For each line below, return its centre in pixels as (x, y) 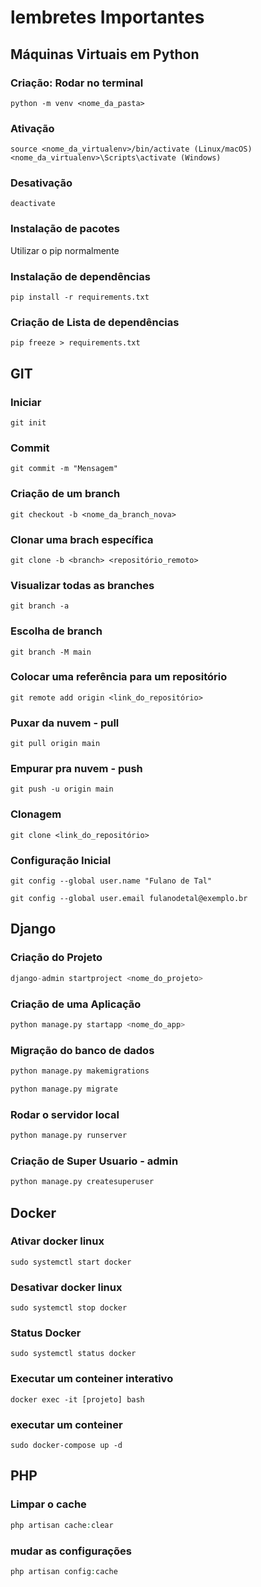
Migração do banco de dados (82, 1050)
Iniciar (26, 402)
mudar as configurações (71, 1551)
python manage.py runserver (69, 1136)
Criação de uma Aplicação (76, 1004)
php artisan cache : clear (62, 1525)
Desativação (41, 183)
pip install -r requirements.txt (80, 297)
